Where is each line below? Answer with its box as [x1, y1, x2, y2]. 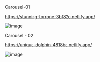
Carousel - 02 [5, 33, 33, 38]
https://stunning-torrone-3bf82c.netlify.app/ [5, 14, 95, 19]
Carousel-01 [5, 4, 30, 10]
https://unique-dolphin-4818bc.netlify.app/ [5, 42, 92, 48]
